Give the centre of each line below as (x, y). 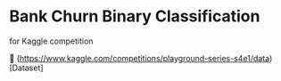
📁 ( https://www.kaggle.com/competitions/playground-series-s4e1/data (140, 58)
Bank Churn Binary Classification (135, 16)
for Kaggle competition (51, 41)
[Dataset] (26, 68)
